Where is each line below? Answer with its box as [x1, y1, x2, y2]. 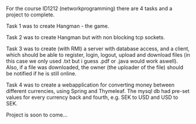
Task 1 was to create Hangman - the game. [6, 23, 109, 29]
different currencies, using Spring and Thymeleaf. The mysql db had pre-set [6, 88, 190, 94]
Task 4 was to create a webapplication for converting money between [6, 81, 175, 88]
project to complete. [6, 11, 55, 18]
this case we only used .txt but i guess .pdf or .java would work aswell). [6, 58, 178, 64]
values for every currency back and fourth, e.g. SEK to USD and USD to [6, 94, 178, 101]
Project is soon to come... [6, 111, 68, 118]
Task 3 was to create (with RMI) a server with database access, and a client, [6, 45, 190, 52]
